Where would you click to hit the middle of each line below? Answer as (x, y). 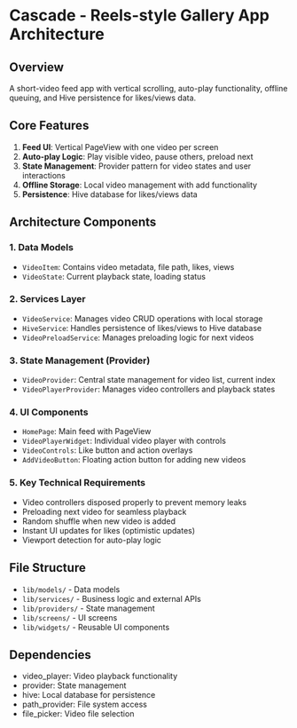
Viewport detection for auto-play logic (92, 540)
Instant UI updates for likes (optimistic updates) (109, 530)
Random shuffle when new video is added (98, 521)
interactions (44, 175)
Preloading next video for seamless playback (104, 511)
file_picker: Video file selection (78, 714)
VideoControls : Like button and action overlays (107, 450)
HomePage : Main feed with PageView (86, 431)
